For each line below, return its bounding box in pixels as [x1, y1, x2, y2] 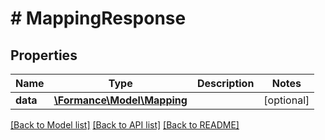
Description [196, 77, 255, 90]
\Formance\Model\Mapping [53, 93, 188, 107]
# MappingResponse [10, 7, 187, 30]
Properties [10, 47, 78, 64]
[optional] [263, 93, 310, 107]
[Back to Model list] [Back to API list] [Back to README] [10, 119, 240, 131]
